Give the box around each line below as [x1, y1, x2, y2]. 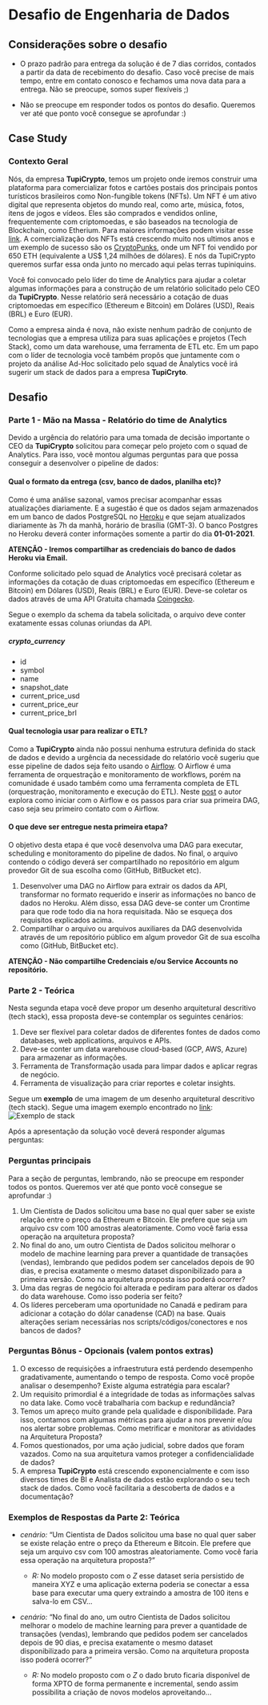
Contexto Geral [8, 156, 69, 167]
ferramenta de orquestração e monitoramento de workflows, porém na [8, 769, 242, 779]
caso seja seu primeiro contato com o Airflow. [8, 804, 160, 813]
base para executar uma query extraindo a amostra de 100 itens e [31, 1588, 250, 1598]
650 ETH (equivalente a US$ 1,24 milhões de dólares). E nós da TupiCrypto [8, 250, 256, 260]
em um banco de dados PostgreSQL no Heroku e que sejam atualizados [8, 511, 246, 521]
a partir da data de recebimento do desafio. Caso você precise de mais [19, 67, 254, 77]
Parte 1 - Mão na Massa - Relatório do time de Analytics [8, 415, 228, 425]
